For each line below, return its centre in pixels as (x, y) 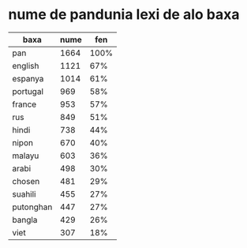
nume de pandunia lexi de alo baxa (124, 15)
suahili (24, 194)
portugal (28, 91)
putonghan (32, 207)
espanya (28, 78)
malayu (26, 156)
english (26, 66)
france (24, 104)
